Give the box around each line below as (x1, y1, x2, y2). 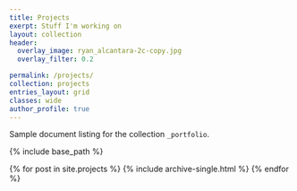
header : (9, 38, 38, 48)
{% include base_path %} (9, 146, 104, 157)
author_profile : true (9, 104, 90, 113)
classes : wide (9, 96, 63, 105)
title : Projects (9, 13, 70, 22)
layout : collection (9, 30, 82, 39)
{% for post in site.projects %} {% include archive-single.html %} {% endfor (9, 163, 289, 175)
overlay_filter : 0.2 (17, 55, 94, 64)
